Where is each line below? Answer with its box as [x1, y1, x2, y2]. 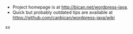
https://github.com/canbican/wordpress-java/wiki [12, 15, 115, 20]
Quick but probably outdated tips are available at [12, 9, 113, 15]
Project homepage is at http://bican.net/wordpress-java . [12, 4, 128, 10]
